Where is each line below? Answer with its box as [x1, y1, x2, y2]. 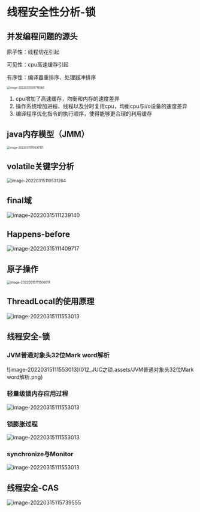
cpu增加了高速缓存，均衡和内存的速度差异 [15, 95, 120, 102]
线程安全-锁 [7, 332, 50, 342]
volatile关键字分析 [7, 161, 74, 171]
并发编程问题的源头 [7, 31, 78, 41]
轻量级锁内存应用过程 [7, 390, 68, 398]
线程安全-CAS [7, 483, 59, 493]
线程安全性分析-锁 [7, 5, 96, 19]
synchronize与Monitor [7, 450, 74, 459]
